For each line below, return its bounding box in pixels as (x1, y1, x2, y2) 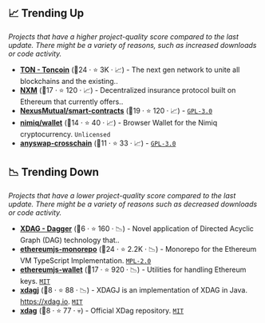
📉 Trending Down (8, 165, 100, 179)
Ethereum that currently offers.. (19, 97, 124, 106)
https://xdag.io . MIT (19, 297, 83, 306)
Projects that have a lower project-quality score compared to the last (8, 190, 236, 200)
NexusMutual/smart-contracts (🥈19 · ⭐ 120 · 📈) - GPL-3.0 (19, 106, 213, 115)
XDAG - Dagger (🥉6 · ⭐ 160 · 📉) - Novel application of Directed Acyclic (19, 223, 254, 233)
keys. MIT (19, 276, 50, 285)
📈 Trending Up (8, 6, 85, 20)
